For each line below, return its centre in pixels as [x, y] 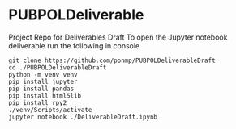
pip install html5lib [45, 96]
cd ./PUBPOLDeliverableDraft [58, 67]
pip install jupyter [43, 81]
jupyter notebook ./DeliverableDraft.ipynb [83, 117]
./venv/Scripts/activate [50, 110]
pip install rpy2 [38, 102]
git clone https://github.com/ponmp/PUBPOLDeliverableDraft [112, 60]
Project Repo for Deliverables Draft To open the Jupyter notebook [118, 37]
